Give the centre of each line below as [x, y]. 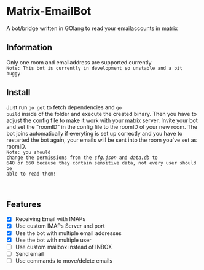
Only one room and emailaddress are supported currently [79, 62]
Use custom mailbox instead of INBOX [64, 247]
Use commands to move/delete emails [64, 260]
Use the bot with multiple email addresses [68, 233]
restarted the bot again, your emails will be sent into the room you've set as [102, 140]
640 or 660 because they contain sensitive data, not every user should [101, 163]
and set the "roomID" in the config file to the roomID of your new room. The [102, 126]
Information [29, 48]
